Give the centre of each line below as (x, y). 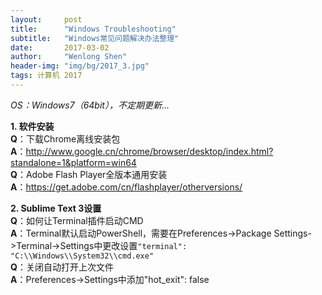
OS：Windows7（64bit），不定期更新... (90, 105)
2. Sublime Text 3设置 (56, 208)
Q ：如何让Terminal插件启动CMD (77, 220)
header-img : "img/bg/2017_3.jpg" (80, 66)
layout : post (46, 19)
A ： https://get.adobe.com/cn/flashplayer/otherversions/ (126, 187)
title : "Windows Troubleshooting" (93, 29)
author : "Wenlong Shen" (69, 57)
